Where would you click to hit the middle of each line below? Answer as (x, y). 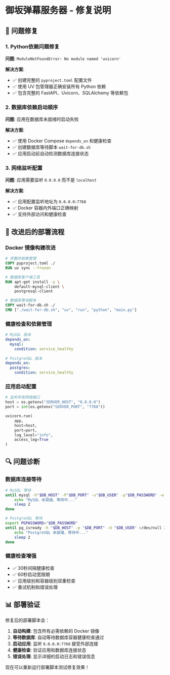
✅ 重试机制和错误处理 (35, 587)
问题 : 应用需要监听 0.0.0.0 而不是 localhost (51, 180)
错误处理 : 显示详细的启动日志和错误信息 (54, 656)
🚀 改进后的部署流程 (35, 232)
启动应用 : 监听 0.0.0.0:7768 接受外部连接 (55, 643)
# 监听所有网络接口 (23, 397)
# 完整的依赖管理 (21, 259)
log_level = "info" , (34, 435)
